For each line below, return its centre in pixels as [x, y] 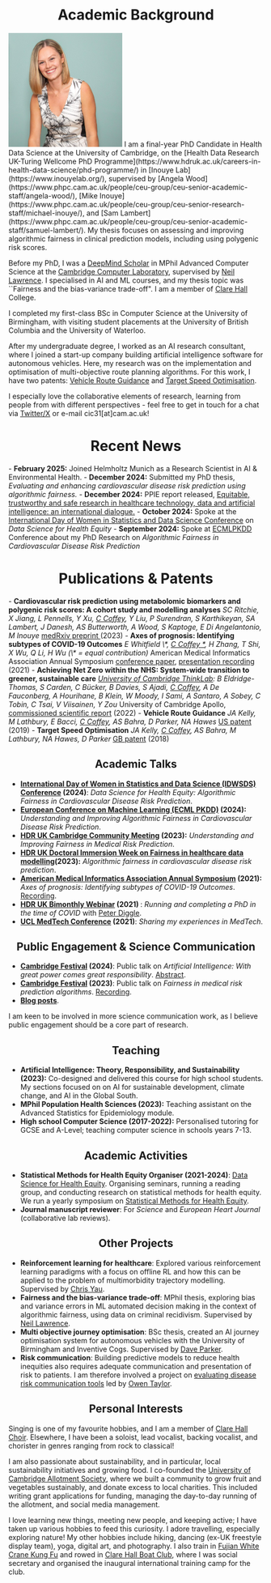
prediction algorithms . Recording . [76, 992]
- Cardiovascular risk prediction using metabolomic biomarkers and [125, 601]
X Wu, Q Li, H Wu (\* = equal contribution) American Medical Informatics [129, 653]
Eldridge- [239, 679]
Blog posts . [39, 1001]
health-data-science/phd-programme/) [74, 170]
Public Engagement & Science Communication [136, 947]
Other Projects [136, 1243]
